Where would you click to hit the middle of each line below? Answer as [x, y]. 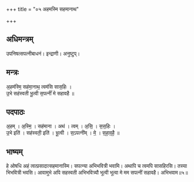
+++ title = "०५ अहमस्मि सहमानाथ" [43, 9]
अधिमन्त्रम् [20, 39]
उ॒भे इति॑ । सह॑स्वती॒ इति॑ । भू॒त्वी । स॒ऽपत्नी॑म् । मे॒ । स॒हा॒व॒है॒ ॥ [63, 133]
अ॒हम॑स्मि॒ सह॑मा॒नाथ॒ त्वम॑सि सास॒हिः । [39, 87]
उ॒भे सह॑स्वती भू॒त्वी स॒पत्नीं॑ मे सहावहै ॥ [40, 93]
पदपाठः [16, 112]
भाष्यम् [14, 152]
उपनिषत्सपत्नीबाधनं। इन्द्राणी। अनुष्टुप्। [43, 54]
